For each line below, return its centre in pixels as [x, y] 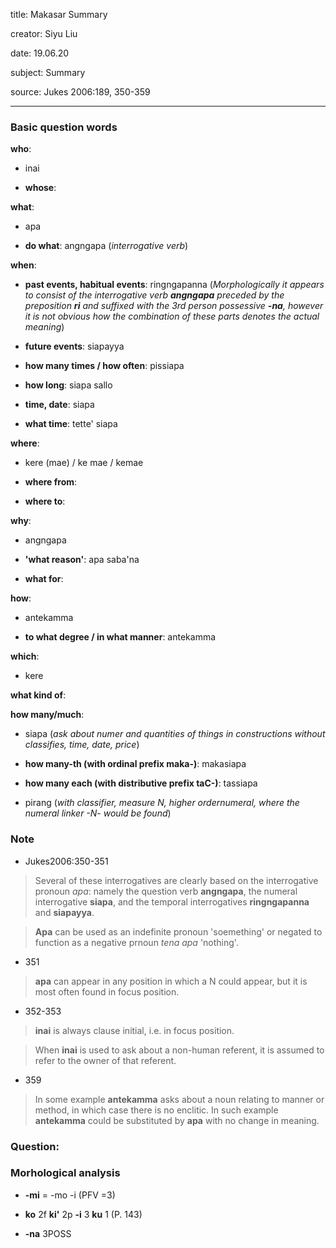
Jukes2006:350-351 [66, 861]
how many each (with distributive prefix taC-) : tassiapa [141, 783]
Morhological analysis [65, 1173]
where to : [45, 501]
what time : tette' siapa [71, 424]
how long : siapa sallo [68, 385]
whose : [40, 188]
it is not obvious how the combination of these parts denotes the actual [172, 316]
